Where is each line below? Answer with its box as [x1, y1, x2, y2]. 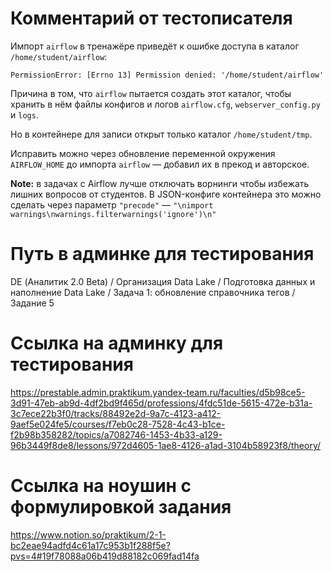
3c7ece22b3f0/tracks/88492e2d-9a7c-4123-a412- [10, 407, 222, 419]
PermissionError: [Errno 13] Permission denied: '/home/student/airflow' [10, 70, 325, 80]
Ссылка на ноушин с [10, 475, 192, 497]
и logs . [10, 108, 39, 121]
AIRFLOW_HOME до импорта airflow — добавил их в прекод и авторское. [10, 158, 310, 170]
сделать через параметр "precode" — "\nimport [10, 198, 214, 211]
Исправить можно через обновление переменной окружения [10, 147, 276, 159]
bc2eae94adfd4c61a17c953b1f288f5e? [10, 539, 171, 551]
